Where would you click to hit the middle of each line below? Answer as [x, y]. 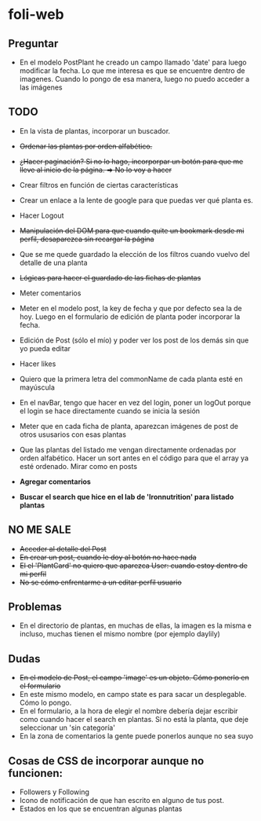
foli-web [36, 15]
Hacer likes [38, 364]
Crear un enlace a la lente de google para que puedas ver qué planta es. [136, 200]
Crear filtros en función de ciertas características [99, 185]
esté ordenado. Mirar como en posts [78, 466]
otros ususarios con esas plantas [73, 434]
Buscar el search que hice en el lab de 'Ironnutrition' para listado [127, 497]
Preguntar [33, 44]
